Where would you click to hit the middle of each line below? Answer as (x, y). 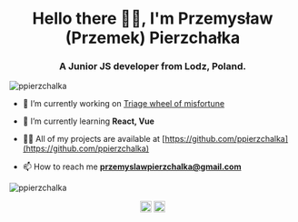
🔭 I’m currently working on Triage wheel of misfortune (124, 104)
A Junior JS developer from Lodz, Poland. (153, 66)
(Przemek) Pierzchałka (153, 38)
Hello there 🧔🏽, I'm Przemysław (153, 19)
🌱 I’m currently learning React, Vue (88, 121)
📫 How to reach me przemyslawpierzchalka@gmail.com (132, 166)
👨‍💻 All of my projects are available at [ (94, 139)
